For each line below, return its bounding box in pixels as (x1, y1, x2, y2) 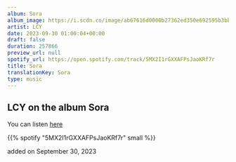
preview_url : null (7, 50, 61, 57)
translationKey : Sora (7, 69, 71, 76)
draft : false (7, 36, 46, 43)
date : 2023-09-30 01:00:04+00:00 (7, 29, 105, 37)
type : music (7, 75, 42, 83)
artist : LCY (7, 23, 42, 30)
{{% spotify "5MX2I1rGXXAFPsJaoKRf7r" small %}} (7, 134, 156, 142)
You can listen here (7, 120, 63, 128)
